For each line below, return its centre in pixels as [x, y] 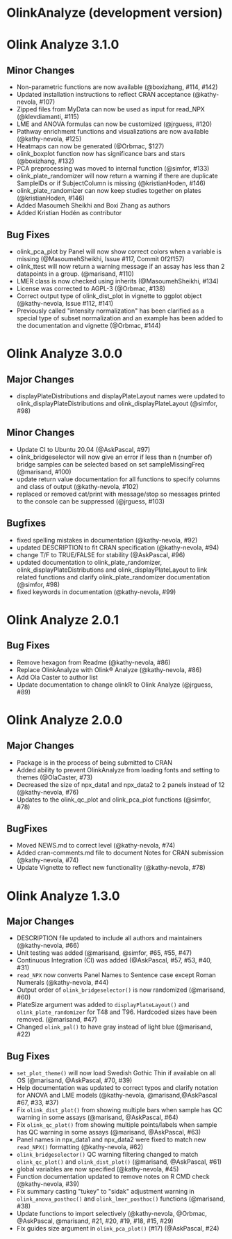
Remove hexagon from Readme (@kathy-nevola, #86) [93, 662]
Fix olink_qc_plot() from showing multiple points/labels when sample [117, 1125]
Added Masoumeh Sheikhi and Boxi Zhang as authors [93, 205]
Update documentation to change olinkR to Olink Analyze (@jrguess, [115, 685]
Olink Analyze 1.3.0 [63, 896]
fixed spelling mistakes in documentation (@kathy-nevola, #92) [107, 540]
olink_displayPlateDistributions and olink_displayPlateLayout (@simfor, [117, 403]
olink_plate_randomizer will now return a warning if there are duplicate [117, 176]
